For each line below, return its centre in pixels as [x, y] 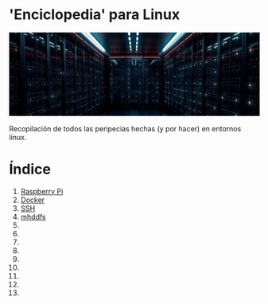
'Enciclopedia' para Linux [95, 15]
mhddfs [33, 216]
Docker [33, 200]
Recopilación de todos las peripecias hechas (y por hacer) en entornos [125, 128]
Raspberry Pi [42, 191]
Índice [30, 169]
